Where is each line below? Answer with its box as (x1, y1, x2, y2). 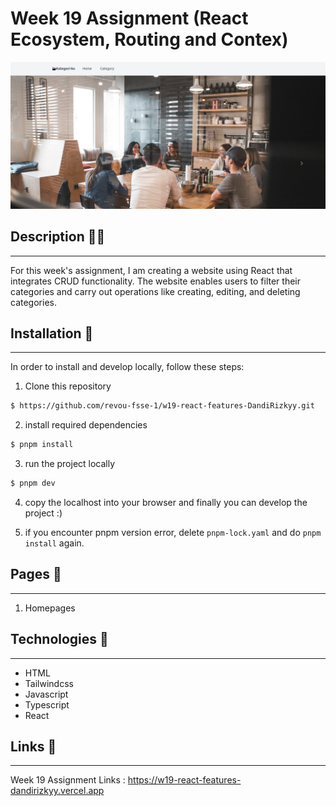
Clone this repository (24, 380, 112, 392)
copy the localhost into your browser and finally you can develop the (24, 496, 308, 508)
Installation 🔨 (10, 325, 94, 342)
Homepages (24, 602, 76, 614)
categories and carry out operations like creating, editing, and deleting (10, 285, 301, 297)
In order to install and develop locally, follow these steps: (10, 361, 245, 373)
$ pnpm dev (10, 478, 56, 489)
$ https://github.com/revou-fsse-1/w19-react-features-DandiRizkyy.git (10, 401, 315, 411)
